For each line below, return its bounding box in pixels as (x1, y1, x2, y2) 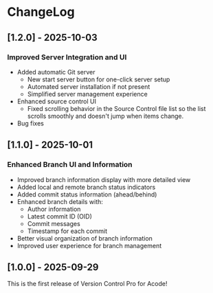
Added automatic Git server (16, 68, 96, 76)
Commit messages (27, 219, 80, 228)
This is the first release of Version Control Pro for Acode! (7, 280, 168, 288)
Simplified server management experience (27, 90, 148, 98)
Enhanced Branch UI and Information (7, 160, 133, 170)
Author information (27, 205, 81, 213)
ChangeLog (7, 4, 75, 20)
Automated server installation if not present (27, 82, 150, 90)
